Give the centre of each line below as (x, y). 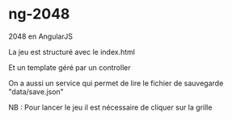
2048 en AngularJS (40, 36)
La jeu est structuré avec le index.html (72, 52)
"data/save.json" (36, 91)
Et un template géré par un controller (70, 67)
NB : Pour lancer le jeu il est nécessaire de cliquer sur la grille (110, 107)
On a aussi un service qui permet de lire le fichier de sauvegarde (116, 83)
